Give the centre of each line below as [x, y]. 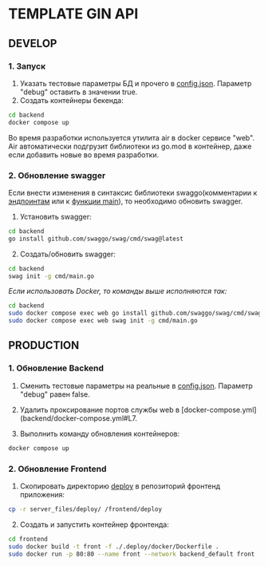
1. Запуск [27, 66]
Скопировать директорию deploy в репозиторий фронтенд [120, 486]
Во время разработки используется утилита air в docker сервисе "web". [132, 137]
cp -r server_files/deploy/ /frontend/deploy [85, 509]
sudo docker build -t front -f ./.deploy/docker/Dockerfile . [114, 546]
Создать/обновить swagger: [67, 254]
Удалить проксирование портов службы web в [100, 410]
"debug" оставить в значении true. [79, 92]
